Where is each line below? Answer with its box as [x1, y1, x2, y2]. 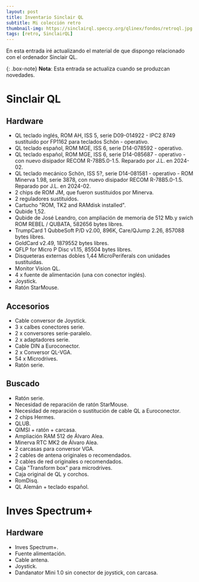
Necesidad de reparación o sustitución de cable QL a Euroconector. [14, 407, 181, 414]
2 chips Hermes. [14, 413, 55, 420]
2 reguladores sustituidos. [14, 195, 79, 203]
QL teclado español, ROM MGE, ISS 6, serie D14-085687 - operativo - [14, 151, 186, 158]
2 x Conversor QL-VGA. [14, 348, 72, 355]
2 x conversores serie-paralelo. [14, 329, 92, 337]
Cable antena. [14, 556, 49, 564]
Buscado [6, 379, 40, 389]
